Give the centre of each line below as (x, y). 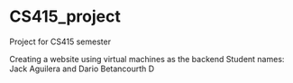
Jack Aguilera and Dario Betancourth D (82, 69)
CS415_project (65, 17)
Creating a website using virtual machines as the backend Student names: (147, 59)
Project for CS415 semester (60, 41)
